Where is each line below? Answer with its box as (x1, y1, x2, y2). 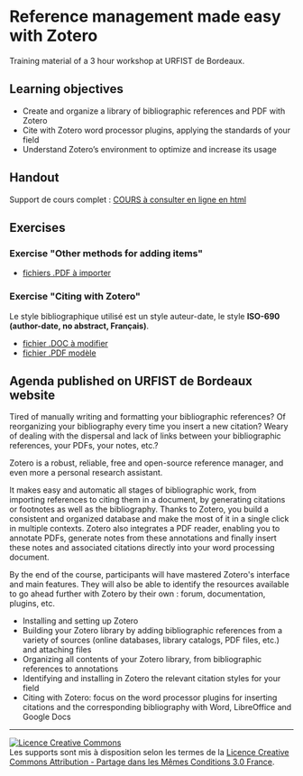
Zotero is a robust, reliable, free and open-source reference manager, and (9, 457, 284, 468)
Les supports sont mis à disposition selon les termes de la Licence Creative (9, 747, 290, 758)
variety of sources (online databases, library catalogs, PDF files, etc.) (22, 634, 280, 646)
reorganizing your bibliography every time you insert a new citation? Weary (9, 421, 289, 432)
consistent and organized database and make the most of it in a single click (9, 513, 289, 524)
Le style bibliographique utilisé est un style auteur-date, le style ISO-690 (9, 310, 280, 321)
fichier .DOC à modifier (22, 337, 108, 348)
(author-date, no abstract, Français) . (9, 320, 150, 331)
